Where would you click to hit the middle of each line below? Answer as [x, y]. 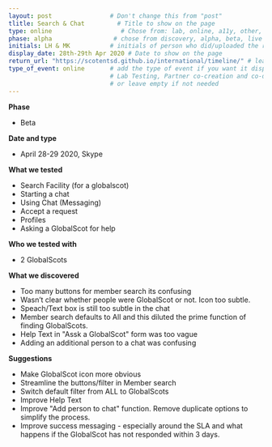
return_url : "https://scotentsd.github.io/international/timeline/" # [130, 62]
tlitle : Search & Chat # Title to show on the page [112, 23]
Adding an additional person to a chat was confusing [108, 343]
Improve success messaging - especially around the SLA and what [131, 425]
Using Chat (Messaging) [61, 202]
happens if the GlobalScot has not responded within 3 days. [120, 434]
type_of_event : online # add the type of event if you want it [128, 69]
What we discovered [44, 275]
